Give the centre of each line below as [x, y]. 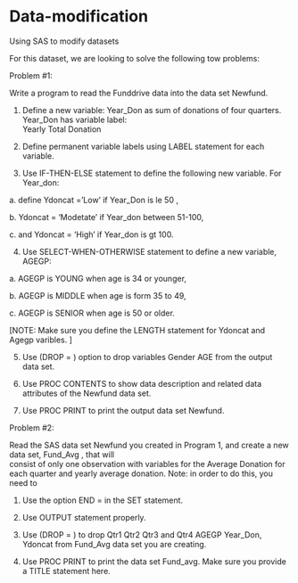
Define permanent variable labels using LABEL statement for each [143, 146]
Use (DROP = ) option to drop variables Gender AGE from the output [147, 357]
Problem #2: [32, 427]
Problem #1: [31, 75]
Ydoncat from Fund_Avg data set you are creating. [114, 544]
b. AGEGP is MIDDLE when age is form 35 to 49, [98, 295]
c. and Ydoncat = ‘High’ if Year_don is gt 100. [91, 234]
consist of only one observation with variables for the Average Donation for [147, 464]
